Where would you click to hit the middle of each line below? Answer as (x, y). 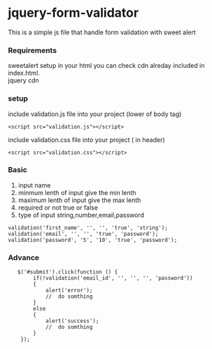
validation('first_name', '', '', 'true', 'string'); (88, 228)
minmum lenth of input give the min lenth (77, 192)
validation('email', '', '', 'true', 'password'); (83, 234)
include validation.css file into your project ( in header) (86, 140)
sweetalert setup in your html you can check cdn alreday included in (106, 66)
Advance (24, 257)
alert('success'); (72, 321)
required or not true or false (58, 207)
